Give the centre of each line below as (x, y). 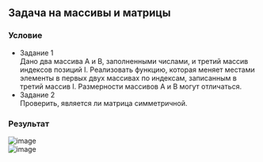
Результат (29, 123)
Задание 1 (36, 53)
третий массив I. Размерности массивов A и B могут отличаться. (131, 86)
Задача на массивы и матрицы (90, 13)
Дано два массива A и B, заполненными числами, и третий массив (134, 61)
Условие (25, 36)
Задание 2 (37, 95)
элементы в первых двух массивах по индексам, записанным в (128, 77)
